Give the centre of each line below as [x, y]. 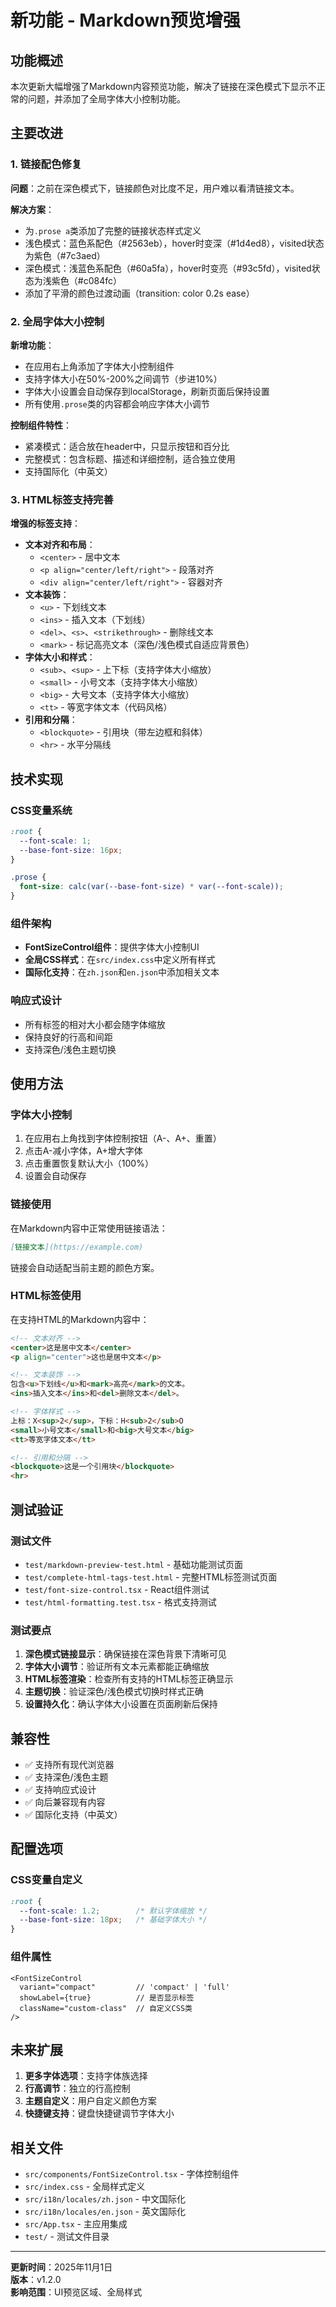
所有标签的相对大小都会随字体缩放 [95, 1024]
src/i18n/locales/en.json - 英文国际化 [105, 2212]
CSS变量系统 [41, 810]
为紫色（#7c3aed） [65, 255]
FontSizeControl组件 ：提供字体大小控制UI [112, 947]
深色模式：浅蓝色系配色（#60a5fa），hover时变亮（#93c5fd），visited [168, 268]
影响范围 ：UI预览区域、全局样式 [76, 2292]
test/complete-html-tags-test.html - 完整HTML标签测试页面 [151, 1577]
